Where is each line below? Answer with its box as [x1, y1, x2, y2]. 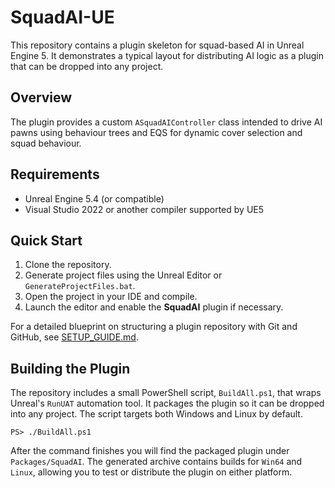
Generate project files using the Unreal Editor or [24, 269, 223, 281]
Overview [10, 89, 73, 106]
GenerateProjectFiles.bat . [24, 280, 136, 292]
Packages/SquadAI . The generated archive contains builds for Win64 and [10, 456, 303, 468]
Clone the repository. [24, 259, 112, 271]
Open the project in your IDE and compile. [24, 291, 198, 303]
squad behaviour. [10, 137, 82, 149]
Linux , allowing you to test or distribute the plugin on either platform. [10, 466, 293, 478]
